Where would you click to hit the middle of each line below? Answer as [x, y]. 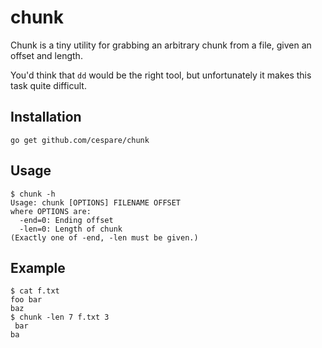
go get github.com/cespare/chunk [80, 140]
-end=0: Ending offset [66, 220]
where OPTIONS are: [51, 211]
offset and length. [46, 55]
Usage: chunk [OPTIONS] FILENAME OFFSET [96, 202]
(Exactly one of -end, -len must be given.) [104, 237]
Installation [46, 117]
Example [38, 267]
